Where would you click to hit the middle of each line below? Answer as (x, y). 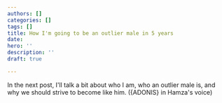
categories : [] (29, 20)
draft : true (25, 59)
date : (15, 40)
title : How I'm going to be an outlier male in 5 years (90, 33)
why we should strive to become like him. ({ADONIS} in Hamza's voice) (110, 92)
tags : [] (20, 26)
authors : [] (25, 14)
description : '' (31, 53)
